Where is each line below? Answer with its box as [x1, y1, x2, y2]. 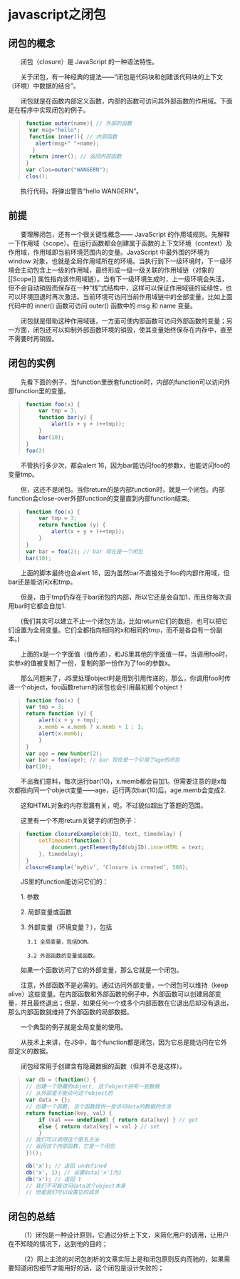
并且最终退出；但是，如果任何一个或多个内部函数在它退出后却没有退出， [20, 999, 233, 1007]
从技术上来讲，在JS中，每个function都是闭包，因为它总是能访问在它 [21, 1038, 221, 1046]
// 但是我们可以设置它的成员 [25, 1189, 99, 1196]
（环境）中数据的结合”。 [8, 81, 80, 90]
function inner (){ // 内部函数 [28, 133, 118, 140]
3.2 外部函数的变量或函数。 [26, 952, 99, 960]
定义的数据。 [14, 1047, 52, 1056]
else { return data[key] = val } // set [38, 1123, 160, 1130]
